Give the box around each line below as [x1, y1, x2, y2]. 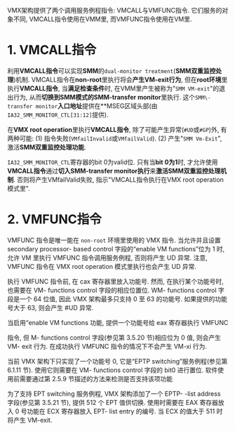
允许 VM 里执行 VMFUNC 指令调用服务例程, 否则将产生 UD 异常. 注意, [7, 253, 208, 262]
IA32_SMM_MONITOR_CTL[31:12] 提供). [7, 110, 109, 119]
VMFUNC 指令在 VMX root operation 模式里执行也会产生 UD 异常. [7, 262, 197, 270]
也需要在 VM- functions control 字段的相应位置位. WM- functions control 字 [7, 286, 224, 294]
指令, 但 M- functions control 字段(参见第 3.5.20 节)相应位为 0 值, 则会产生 [7, 333, 221, 342]
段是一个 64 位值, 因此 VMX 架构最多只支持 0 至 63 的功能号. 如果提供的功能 [7, 294, 228, 303]
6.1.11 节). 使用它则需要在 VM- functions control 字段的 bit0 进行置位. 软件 [7, 366, 218, 374]
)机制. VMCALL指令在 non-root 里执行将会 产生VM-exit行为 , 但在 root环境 [13, 75, 222, 84]
